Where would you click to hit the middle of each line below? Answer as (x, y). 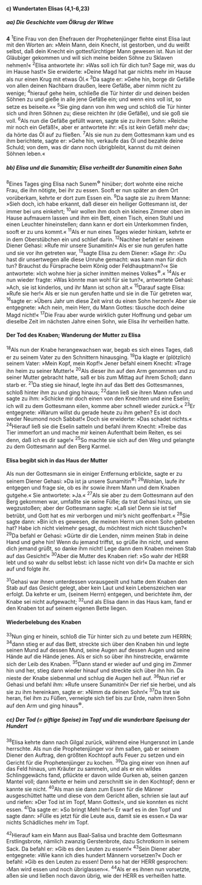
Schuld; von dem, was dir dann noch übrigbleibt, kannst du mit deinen (93, 147)
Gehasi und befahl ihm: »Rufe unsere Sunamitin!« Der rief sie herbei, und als (101, 684)
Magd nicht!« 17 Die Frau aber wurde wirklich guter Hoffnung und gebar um (99, 314)
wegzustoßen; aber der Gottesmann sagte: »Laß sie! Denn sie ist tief (91, 508)
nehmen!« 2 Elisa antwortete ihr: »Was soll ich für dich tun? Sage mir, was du (101, 65)
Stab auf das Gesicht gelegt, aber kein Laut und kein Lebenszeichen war (96, 588)
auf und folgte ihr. (28, 569)
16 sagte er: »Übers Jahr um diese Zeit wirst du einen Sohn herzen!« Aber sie (101, 300)
